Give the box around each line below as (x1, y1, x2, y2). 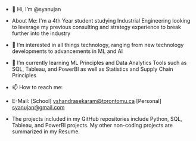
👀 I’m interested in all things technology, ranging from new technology (11, 42, 184, 48)
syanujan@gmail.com (11, 104, 65, 111)
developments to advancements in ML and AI (11, 48, 123, 55)
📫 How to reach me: (11, 84, 63, 90)
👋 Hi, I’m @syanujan (11, 6, 61, 12)
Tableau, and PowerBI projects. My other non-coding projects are (11, 122, 173, 129)
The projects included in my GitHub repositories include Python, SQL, (11, 115, 183, 122)
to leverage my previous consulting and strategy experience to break (11, 24, 182, 30)
